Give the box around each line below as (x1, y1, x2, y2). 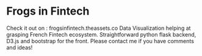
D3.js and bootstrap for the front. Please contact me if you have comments (6, 37, 194, 44)
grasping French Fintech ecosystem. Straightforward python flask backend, (6, 30, 197, 38)
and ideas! (6, 44, 33, 51)
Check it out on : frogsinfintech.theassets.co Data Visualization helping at (6, 24, 191, 32)
